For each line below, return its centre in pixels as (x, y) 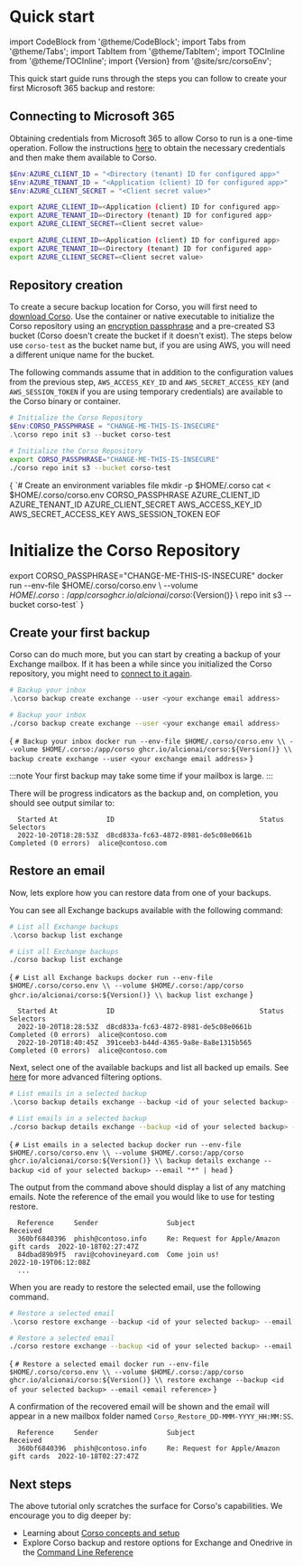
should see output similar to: (62, 803)
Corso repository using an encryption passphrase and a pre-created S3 (142, 326)
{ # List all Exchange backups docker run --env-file (111, 977)
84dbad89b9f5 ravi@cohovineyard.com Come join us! (119, 1254)
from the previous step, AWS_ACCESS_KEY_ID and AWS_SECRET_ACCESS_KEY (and (149, 382)
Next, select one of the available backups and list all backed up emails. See (149, 1068)
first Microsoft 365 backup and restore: (83, 88)
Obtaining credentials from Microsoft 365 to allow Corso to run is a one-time (151, 138)
